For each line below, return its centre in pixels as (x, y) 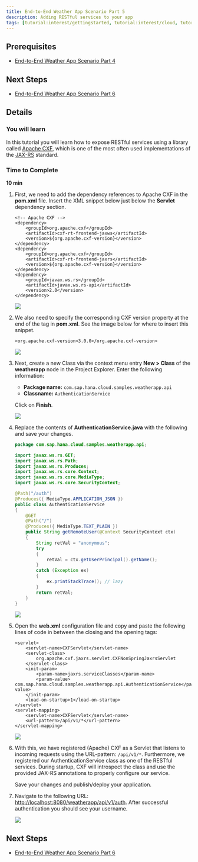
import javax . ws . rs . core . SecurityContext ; (67, 483)
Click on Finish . (34, 405)
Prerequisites (31, 46)
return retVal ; (55, 593)
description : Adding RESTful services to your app (70, 17)
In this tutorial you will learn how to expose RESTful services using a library (97, 142)
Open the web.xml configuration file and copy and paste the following (100, 626)
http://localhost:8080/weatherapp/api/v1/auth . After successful (91, 802)
